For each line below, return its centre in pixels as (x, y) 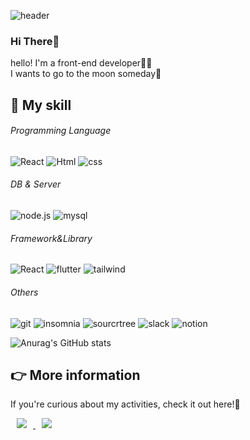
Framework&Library (51, 238)
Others (24, 292)
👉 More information (75, 375)
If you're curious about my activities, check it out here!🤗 (125, 404)
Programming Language (61, 131)
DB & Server (36, 184)
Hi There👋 (35, 41)
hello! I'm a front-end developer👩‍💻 (81, 63)
